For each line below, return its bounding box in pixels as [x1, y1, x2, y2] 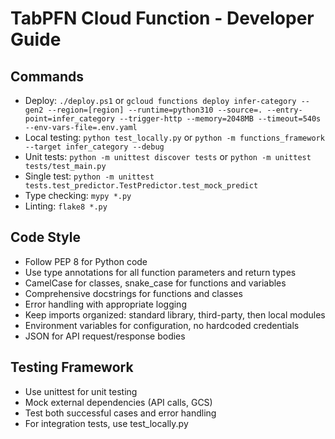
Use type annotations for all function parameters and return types [24, 266, 297, 278]
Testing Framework [10, 359, 134, 376]
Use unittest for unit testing [24, 385, 138, 397]
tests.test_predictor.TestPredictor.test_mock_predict [24, 181, 259, 191]
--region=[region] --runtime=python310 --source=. [47, 105, 263, 115]
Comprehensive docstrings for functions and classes [24, 287, 243, 299]
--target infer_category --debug [24, 142, 165, 152]
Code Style [10, 229, 81, 246]
